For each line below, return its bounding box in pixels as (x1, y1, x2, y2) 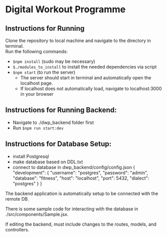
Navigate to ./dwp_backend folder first (12, 119, 94, 125)
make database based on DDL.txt (12, 159, 83, 165)
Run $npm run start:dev (12, 124, 64, 131)
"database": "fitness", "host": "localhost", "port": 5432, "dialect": (12, 175, 150, 181)
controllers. (5, 226, 30, 232)
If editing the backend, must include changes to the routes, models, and (5, 221, 157, 227)
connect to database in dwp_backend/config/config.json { (12, 164, 135, 170)
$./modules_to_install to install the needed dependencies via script (12, 64, 157, 70)
